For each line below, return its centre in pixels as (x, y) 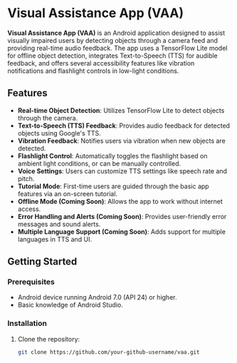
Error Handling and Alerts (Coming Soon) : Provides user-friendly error (122, 216)
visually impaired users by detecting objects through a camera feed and (113, 40)
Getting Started (42, 262)
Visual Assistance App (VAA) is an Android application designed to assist (116, 33)
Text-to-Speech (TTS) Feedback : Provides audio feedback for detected (123, 126)
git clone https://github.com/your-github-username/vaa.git (109, 352)
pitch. (26, 178)
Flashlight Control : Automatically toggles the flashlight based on (112, 155)
